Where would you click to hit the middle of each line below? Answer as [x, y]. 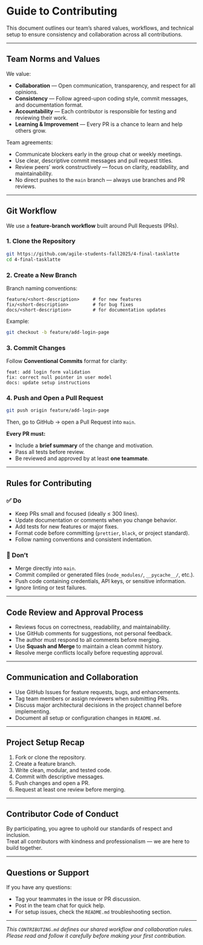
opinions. [26, 92]
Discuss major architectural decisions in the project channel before [98, 705]
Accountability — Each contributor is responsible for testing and [96, 111]
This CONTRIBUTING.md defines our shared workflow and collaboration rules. [100, 929]
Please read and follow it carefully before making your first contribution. [96, 936]
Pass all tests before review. [50, 452]
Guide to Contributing [62, 11]
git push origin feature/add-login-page [58, 410]
